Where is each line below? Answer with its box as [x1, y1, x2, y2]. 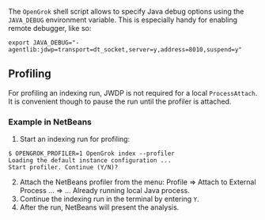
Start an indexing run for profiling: [19, 135, 131, 144]
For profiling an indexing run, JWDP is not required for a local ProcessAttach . [8, 88, 258, 97]
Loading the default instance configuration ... [8, 157, 172, 165]
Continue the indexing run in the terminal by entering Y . [19, 194, 199, 204]
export [8, 39, 30, 47]
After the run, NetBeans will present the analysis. [19, 203, 180, 212]
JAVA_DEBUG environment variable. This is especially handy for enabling [8, 15, 238, 25]
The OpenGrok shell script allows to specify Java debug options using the [8, 7, 244, 16]
